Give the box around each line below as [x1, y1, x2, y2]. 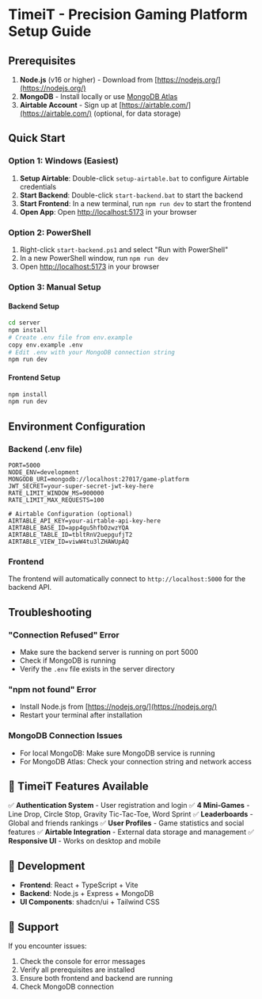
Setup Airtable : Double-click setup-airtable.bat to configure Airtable [19, 173, 249, 183]
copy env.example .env [8, 341, 83, 349]
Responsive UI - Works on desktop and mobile [8, 836, 161, 846]
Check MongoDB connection [19, 982, 115, 992]
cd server [8, 319, 41, 327]
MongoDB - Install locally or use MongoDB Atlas [19, 92, 178, 101]
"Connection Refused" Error [8, 629, 120, 640]
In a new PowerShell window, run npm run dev [19, 253, 169, 262]
